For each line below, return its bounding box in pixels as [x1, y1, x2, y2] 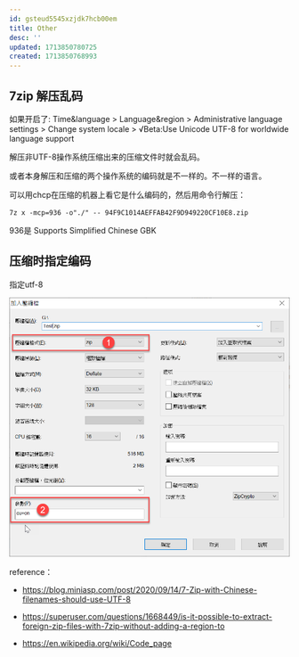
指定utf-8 [9, 279, 44, 290]
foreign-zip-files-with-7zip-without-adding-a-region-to [21, 620, 225, 632]
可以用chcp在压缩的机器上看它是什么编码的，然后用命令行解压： [9, 189, 246, 200]
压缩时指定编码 [9, 254, 92, 269]
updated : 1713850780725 [9, 43, 98, 52]
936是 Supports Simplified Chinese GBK [9, 225, 158, 235]
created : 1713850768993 [9, 52, 98, 62]
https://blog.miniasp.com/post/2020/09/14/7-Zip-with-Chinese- [21, 585, 258, 595]
